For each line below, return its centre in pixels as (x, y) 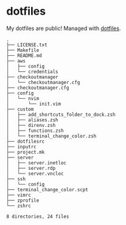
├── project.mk (26, 152)
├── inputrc (21, 147)
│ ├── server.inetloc (37, 163)
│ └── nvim (23, 98)
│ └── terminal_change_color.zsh (51, 136)
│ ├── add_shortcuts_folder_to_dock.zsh (61, 115)
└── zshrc (19, 206)
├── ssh (16, 179)
